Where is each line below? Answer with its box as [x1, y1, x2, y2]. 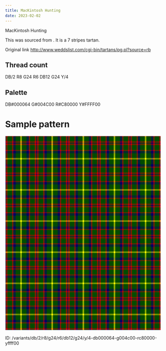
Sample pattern [5, 119, 70, 130]
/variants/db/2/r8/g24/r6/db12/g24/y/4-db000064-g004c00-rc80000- [11, 335, 157, 341]
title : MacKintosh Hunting [5, 8, 61, 13]
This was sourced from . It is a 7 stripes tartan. [5, 37, 100, 43]
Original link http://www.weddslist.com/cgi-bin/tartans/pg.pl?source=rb [5, 46, 151, 52]
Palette [5, 88, 28, 96]
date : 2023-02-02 [5, 13, 41, 18]
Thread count [5, 61, 48, 69]
